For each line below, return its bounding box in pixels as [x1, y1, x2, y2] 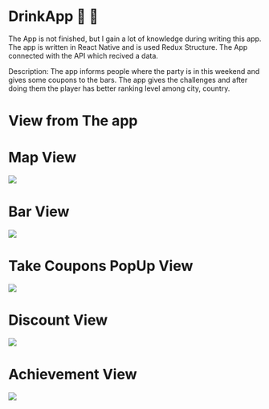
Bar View [8, 202, 70, 221]
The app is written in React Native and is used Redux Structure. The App [8, 42, 248, 51]
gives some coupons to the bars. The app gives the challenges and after [8, 75, 248, 84]
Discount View [8, 311, 108, 329]
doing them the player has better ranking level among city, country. [8, 84, 230, 93]
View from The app [8, 112, 138, 130]
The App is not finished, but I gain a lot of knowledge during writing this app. [8, 34, 262, 43]
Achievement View [8, 366, 138, 384]
